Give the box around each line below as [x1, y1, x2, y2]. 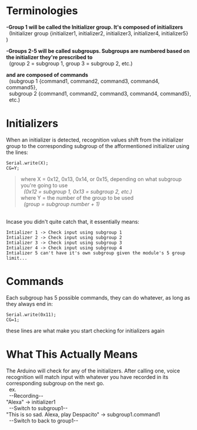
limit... [6, 255, 28, 261]
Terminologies [6, 4, 78, 18]
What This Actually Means [6, 348, 138, 361]
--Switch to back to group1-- [8, 417, 78, 424]
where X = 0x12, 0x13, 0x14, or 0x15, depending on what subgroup [20, 175, 182, 183]
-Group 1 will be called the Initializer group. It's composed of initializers [6, 23, 183, 31]
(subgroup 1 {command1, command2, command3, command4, [8, 78, 160, 85]
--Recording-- [8, 392, 44, 399]
